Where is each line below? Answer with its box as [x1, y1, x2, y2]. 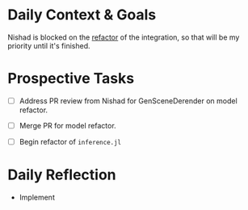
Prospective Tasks [7, 69, 135, 88]
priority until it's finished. [7, 40, 90, 50]
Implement [19, 192, 56, 202]
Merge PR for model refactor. [19, 120, 116, 130]
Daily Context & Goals [7, 6, 157, 24]
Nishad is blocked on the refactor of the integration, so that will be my [7, 32, 240, 42]
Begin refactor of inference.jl [19, 137, 122, 146]
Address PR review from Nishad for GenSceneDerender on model [19, 95, 237, 106]
